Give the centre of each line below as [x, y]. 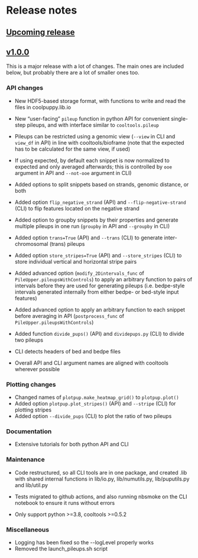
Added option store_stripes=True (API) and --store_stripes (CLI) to [98, 255]
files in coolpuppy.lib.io [43, 107]
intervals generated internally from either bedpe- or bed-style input [97, 292]
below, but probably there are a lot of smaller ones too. [73, 73]
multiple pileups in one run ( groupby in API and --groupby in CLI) [92, 226]
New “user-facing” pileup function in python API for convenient [92, 118]
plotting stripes [33, 410]
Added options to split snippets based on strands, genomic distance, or [102, 184]
